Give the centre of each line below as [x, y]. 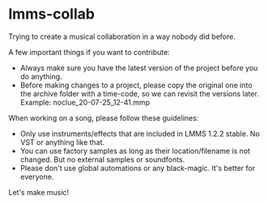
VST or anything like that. [62, 142]
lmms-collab [52, 14]
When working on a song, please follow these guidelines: [104, 117]
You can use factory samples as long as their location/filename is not [135, 151]
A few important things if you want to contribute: [89, 52]
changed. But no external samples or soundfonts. [102, 159]
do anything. [41, 76]
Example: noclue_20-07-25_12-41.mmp [85, 102]
